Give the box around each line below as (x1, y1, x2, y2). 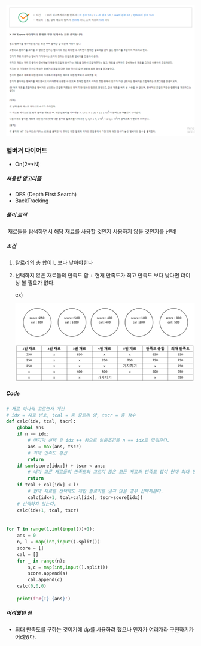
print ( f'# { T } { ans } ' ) (17, 596, 71, 602)
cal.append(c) (28, 577, 63, 583)
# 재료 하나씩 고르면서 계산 (6, 406, 65, 412)
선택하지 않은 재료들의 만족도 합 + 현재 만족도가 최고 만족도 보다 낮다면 (14, 271, 179, 279)
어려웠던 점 (6, 609, 32, 617)
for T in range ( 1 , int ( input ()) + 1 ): (6, 526, 95, 533)
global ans (17, 425, 44, 431)
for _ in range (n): (17, 558, 66, 564)
